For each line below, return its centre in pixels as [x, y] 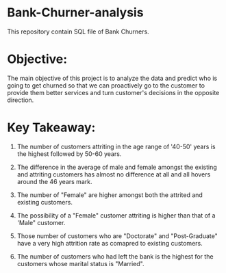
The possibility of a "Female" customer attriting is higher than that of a [116, 215]
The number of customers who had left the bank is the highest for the [115, 256]
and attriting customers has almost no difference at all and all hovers [114, 174]
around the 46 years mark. [54, 181]
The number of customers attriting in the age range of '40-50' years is [116, 146]
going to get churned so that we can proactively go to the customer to [106, 85]
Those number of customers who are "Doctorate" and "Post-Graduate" [117, 236]
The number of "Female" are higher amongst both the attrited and [110, 195]
